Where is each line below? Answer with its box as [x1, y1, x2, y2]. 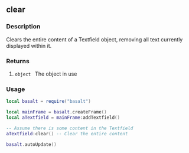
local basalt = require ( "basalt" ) [6, 99, 92, 105]
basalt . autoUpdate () [6, 141, 57, 147]
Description [6, 22, 41, 31]
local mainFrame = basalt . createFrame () [6, 109, 107, 115]
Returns [6, 57, 30, 65]
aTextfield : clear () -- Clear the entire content [6, 131, 128, 136]
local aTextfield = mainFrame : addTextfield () [6, 115, 120, 121]
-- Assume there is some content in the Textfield [6, 125, 133, 131]
